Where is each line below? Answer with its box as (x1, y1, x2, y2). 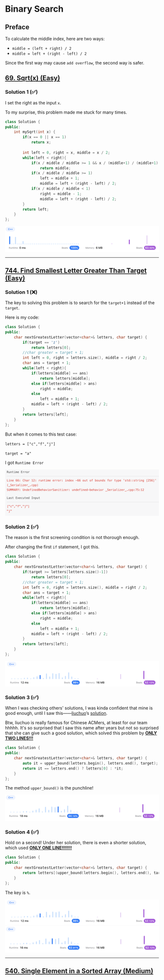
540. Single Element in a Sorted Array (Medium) (5, 967, 154, 975)
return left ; (22, 207, 49, 212)
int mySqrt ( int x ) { (14, 129, 56, 135)
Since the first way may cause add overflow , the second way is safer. (5, 60, 144, 65)
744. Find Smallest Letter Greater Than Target (5, 266, 147, 274)
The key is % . (5, 890, 31, 896)
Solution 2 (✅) (5, 523, 39, 530)
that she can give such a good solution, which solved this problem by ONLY (5, 730, 157, 736)
